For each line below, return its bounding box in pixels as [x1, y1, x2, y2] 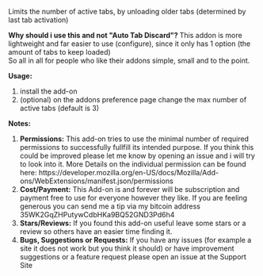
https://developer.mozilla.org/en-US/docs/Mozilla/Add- [38, 168, 219, 177]
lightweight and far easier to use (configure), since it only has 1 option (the [8, 39, 251, 48]
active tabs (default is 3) [19, 103, 100, 113]
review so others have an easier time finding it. [19, 227, 173, 236]
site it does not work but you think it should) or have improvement [19, 243, 234, 253]
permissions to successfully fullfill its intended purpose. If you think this [19, 143, 254, 151]
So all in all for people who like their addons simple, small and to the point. [8, 56, 250, 65]
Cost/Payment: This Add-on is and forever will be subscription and [19, 185, 240, 194]
